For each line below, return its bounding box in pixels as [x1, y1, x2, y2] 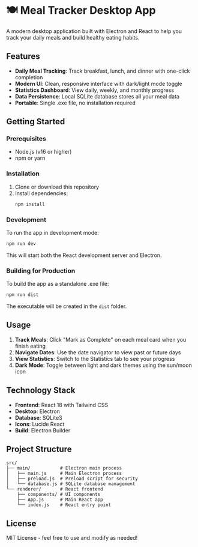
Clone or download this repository [14, 183, 100, 190]
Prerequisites [6, 134, 46, 143]
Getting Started [6, 116, 65, 127]
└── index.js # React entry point [17, 502, 112, 508]
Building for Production [6, 267, 76, 275]
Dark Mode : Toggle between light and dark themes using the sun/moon [14, 361, 192, 369]
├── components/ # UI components [17, 492, 101, 498]
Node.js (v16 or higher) [14, 148, 72, 156]
